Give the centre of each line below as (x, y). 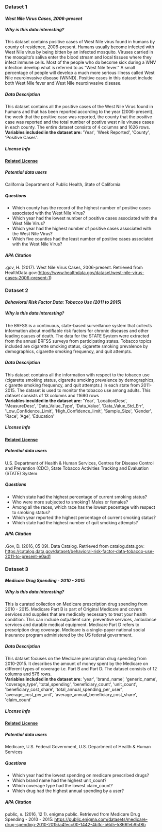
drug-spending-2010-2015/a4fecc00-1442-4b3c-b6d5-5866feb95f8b (75, 824)
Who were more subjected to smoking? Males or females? (70, 502)
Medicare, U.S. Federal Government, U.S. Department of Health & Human (78, 747)
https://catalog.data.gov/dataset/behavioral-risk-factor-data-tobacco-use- (80, 551)
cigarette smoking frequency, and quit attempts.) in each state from (73, 385)
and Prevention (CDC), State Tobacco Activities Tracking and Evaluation (77, 468)
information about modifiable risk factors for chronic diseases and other (77, 331)
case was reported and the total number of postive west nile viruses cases (80, 122)
